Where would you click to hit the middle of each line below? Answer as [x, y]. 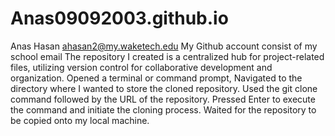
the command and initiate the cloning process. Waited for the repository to [163, 109]
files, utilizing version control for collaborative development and [141, 67]
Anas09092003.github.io [119, 18]
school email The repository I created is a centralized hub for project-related [167, 56]
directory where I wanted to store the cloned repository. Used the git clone [164, 88]
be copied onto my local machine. [80, 120]
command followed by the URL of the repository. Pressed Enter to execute [163, 99]
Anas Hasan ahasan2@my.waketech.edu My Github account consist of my [164, 46]
